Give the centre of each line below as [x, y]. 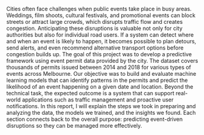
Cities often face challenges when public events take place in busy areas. [99, 9]
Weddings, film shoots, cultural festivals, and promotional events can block [101, 15]
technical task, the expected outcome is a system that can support [90, 93]
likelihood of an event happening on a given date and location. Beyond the [100, 87]
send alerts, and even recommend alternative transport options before [95, 48]
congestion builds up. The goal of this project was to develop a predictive [99, 54]
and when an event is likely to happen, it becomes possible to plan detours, [101, 41]
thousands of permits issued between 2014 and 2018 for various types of [99, 67]
